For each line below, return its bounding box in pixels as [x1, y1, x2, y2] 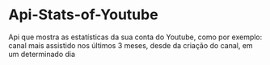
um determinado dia [8, 49, 75, 59]
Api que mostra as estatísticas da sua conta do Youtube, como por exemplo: [8, 32, 263, 42]
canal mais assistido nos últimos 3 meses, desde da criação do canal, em [8, 40, 253, 50]
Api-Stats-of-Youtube [8, 6, 159, 24]
